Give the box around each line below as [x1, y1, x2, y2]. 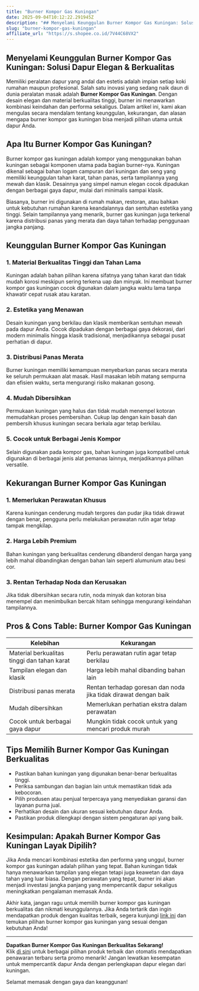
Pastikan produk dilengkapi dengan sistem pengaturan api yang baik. [14, 814, 184, 821]
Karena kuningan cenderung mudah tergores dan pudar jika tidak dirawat [6, 509, 185, 517]
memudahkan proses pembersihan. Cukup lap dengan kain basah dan [6, 414, 177, 421]
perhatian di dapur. [6, 338, 53, 345]
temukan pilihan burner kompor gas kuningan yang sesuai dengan [6, 919, 168, 926]
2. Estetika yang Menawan [6, 305, 84, 314]
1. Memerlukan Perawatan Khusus [6, 495, 107, 504]
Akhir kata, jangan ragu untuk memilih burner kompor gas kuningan [6, 900, 171, 907]
